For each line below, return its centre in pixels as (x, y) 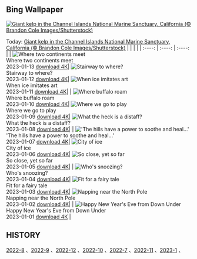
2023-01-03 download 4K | (39, 191)
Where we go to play (31, 110)
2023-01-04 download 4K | (39, 179)
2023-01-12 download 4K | (38, 79)
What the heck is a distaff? (38, 122)
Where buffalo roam (30, 98)
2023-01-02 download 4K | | (40, 204)
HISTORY (24, 235)
